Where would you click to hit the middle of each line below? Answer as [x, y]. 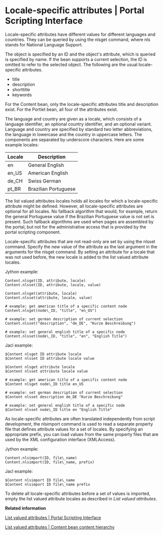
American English [48, 173]
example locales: [22, 144]
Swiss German [45, 181]
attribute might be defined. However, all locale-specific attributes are [74, 206]
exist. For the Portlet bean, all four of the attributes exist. [62, 109]
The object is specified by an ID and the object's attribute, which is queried [80, 54]
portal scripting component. [33, 232]
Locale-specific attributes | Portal [75, 10]
